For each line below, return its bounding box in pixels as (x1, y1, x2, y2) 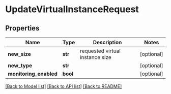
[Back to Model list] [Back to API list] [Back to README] (5, 83, 122, 89)
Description (93, 39, 122, 46)
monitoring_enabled (8, 70, 58, 77)
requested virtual (79, 47, 121, 54)
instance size (79, 54, 112, 60)
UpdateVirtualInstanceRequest (5, 4, 139, 15)
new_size (8, 51, 32, 57)
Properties (5, 24, 40, 33)
